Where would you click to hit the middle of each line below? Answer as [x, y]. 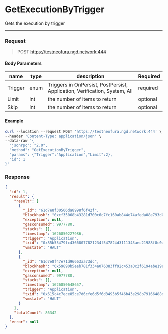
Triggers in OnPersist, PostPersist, [88, 85]
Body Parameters [24, 63]
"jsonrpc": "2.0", [29, 145]
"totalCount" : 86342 [35, 313]
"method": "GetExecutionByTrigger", [48, 150]
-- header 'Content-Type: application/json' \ [53, 136]
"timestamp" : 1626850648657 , [53, 285]
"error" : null [24, 322]
